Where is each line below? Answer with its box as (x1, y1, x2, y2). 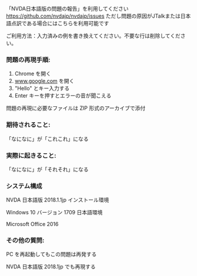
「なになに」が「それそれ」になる (6, 166, 89, 173)
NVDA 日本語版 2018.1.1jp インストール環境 (6, 196, 109, 204)
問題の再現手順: (6, 55, 51, 63)
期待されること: (6, 121, 51, 129)
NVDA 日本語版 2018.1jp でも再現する (6, 263, 96, 270)
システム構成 (6, 181, 42, 190)
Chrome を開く (14, 70, 52, 78)
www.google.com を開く (14, 78, 75, 85)
